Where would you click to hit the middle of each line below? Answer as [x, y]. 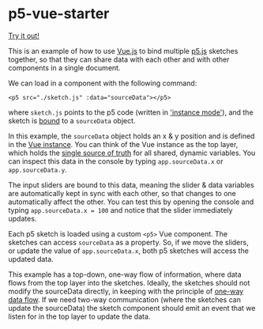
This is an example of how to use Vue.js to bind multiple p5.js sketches [123, 51]
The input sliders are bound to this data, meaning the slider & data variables [131, 185]
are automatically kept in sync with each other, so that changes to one [122, 193]
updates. [23, 218]
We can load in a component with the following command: [103, 83]
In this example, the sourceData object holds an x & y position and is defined [131, 136]
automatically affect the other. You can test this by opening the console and [131, 202]
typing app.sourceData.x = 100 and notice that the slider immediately [120, 210]
